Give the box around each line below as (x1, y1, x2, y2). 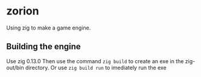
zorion (6, 4, 39, 18)
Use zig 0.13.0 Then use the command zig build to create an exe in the (6, 57, 184, 64)
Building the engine (6, 42, 81, 52)
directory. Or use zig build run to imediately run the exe (25, 64, 167, 71)
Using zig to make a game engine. (6, 24, 91, 31)
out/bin (6, 64, 24, 71)
